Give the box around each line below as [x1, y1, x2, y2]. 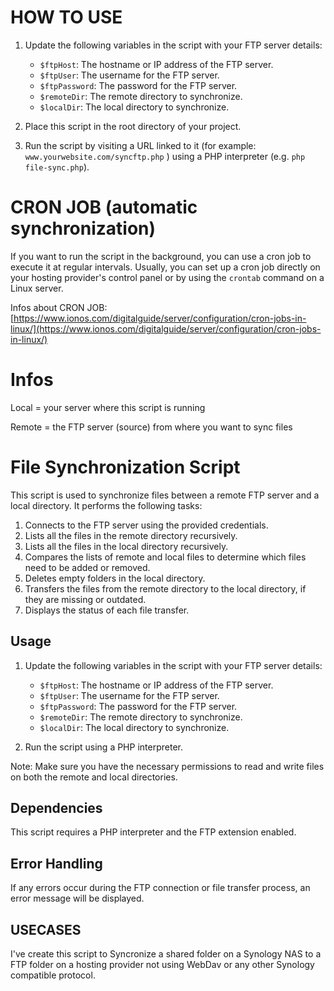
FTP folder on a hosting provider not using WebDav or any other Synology [10, 959, 315, 970]
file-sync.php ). [24, 161, 90, 173]
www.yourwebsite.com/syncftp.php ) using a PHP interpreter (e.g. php [24, 150, 306, 162]
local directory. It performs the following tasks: [10, 499, 203, 511]
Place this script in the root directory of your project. [24, 120, 242, 132]
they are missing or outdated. [24, 593, 147, 605]
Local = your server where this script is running [10, 401, 206, 413]
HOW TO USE [10, 6, 123, 29]
